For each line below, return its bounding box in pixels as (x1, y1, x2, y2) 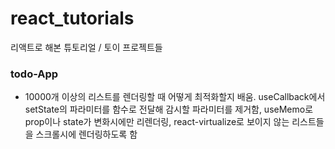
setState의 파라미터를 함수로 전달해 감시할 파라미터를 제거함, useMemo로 (24, 103, 314, 116)
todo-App (10, 67, 59, 81)
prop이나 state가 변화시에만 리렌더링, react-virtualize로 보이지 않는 (24, 116, 290, 128)
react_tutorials (10, 7, 135, 30)
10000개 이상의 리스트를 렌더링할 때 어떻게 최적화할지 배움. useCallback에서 (24, 91, 326, 103)
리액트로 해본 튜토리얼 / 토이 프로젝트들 (10, 41, 163, 53)
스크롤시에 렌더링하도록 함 (35, 128, 138, 141)
